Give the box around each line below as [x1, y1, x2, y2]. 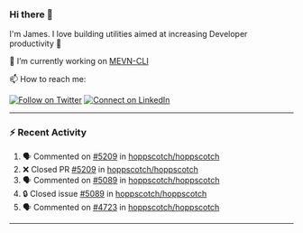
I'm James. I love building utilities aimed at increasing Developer [9, 29, 248, 40]
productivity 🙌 [9, 38, 61, 49]
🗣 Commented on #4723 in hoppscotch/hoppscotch [22, 201, 220, 212]
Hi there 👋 [9, 8, 54, 21]
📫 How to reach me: [9, 74, 87, 85]
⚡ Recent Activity [9, 126, 87, 139]
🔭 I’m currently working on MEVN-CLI [9, 56, 149, 67]
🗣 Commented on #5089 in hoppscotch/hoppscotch [22, 174, 220, 185]
